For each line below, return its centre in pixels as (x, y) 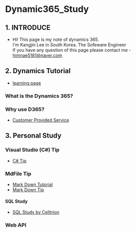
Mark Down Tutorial (33, 185)
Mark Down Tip (28, 190)
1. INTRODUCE (28, 28)
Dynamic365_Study (47, 9)
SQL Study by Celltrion (36, 212)
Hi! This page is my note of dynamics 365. (56, 39)
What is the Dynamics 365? (39, 96)
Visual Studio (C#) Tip (32, 150)
